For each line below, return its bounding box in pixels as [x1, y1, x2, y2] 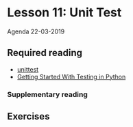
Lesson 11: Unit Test [7, 5, 122, 20]
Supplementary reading [7, 89, 88, 99]
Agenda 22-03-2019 [7, 27, 65, 36]
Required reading [7, 47, 83, 59]
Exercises [7, 111, 50, 122]
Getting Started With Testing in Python [16, 72, 126, 81]
